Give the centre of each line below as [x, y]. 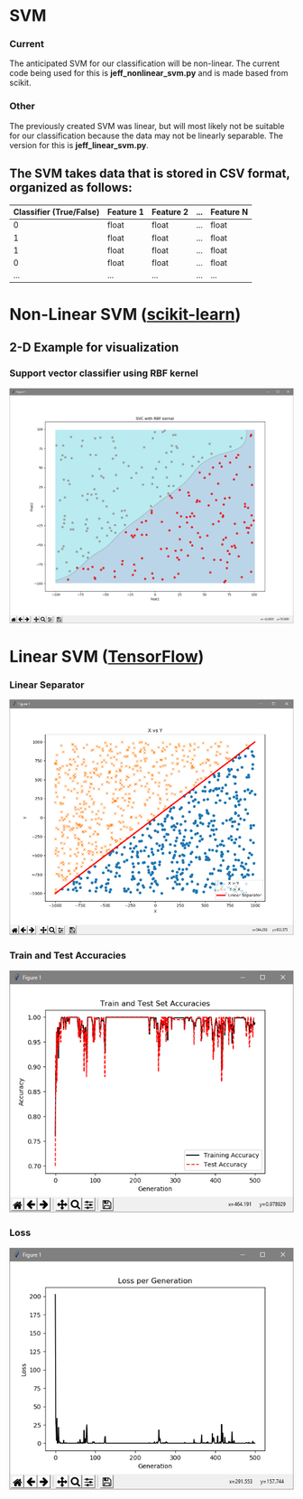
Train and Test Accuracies [68, 956]
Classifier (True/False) [56, 212]
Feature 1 [125, 212]
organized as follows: [71, 187]
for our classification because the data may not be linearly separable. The [147, 136]
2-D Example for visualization [94, 347]
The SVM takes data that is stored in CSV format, [150, 174]
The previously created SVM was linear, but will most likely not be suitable [147, 126]
